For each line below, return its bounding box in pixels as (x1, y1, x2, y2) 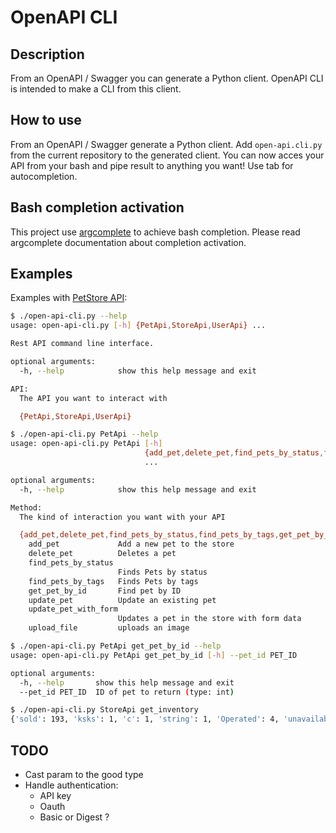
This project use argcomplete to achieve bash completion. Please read (10, 226, 301, 238)
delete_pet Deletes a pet (28, 549, 177, 559)
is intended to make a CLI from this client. (10, 83, 182, 95)
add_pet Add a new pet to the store (28, 539, 235, 550)
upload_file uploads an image (28, 623, 190, 633)
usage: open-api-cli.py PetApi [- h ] (10, 439, 163, 449)
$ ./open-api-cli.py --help (10, 311, 128, 321)
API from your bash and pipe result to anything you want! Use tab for (10, 159, 294, 171)
